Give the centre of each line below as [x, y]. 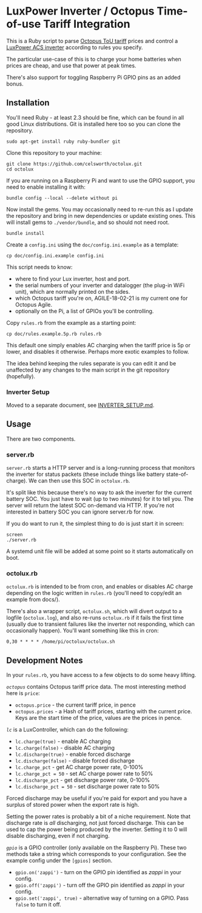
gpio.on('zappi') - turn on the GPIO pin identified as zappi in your [98, 872]
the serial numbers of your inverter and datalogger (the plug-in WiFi [100, 285]
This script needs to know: [39, 267]
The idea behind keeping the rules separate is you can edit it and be [91, 363]
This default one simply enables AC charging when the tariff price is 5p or [99, 345]
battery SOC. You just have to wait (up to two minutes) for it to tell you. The [100, 499]
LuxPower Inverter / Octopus [80, 11]
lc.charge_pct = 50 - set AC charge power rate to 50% [84, 774]
